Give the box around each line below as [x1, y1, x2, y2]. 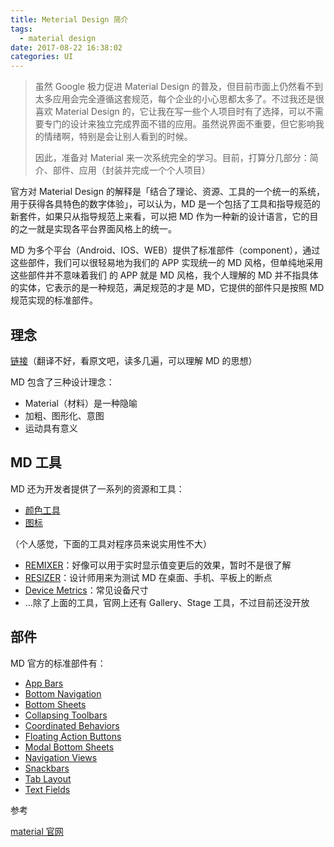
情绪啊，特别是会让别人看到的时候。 [43, 131, 193, 143]
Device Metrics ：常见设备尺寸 [24, 584, 149, 596]
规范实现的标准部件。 [10, 294, 98, 306]
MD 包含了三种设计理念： [10, 376, 115, 388]
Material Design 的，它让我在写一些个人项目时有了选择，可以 [54, 106, 307, 118]
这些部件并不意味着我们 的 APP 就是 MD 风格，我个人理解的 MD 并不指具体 [10, 269, 319, 281]
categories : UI [10, 52, 74, 62]
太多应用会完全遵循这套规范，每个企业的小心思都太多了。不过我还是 [34, 93, 316, 105]
